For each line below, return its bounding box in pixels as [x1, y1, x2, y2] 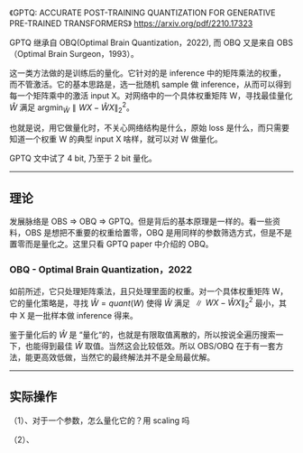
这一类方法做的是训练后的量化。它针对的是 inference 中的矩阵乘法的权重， [9, 68, 287, 79]
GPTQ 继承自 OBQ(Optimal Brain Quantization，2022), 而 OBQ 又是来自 [9, 37, 275, 48]
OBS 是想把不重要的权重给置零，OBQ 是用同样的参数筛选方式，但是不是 [24, 227, 293, 238]
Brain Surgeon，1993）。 [48, 49, 140, 59]
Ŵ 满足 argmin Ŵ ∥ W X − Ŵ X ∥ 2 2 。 [9, 100, 135, 115]
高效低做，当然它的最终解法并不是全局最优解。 [40, 352, 215, 363]
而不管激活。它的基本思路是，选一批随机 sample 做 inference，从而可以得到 [9, 79, 291, 89]
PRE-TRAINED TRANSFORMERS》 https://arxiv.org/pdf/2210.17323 [9, 18, 253, 29]
